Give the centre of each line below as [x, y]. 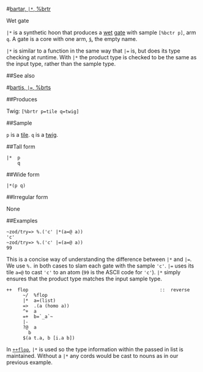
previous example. [30, 362]
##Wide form [23, 174]
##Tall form [21, 147]
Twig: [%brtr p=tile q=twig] [43, 111]
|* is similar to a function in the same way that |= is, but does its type [93, 51]
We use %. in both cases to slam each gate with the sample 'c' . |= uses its [100, 266]
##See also [21, 75]
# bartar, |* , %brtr [28, 9]
